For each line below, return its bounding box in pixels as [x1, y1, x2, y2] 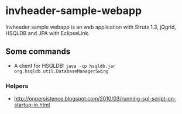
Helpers [5, 82, 29, 90]
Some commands [5, 47, 71, 57]
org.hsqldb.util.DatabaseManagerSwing [13, 68, 109, 74]
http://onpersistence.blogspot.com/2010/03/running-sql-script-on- [13, 95, 177, 102]
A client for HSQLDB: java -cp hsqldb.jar [13, 62, 116, 69]
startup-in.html [13, 101, 50, 109]
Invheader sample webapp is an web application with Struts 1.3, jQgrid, [5, 23, 177, 30]
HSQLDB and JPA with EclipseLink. [5, 29, 90, 36]
